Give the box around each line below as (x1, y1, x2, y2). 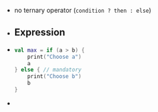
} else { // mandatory (14, 67, 82, 74)
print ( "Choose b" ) (27, 73, 82, 80)
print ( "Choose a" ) (27, 53, 82, 60)
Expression (14, 26, 65, 38)
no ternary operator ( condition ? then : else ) (14, 6, 152, 14)
